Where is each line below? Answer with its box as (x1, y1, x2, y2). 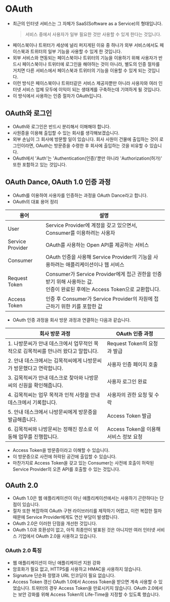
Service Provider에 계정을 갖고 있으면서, (45, 222, 138, 229)
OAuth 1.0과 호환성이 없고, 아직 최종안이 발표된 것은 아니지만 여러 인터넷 (12, 527, 156, 533)
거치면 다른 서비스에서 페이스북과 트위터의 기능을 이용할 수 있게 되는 (12, 67, 147, 74)
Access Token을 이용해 (107, 426, 161, 433)
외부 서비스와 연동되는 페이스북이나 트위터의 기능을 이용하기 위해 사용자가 (12, 54, 158, 61)
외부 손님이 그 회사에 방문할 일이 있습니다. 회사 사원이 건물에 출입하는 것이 (12, 136, 158, 142)
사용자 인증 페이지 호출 (107, 361, 158, 368)
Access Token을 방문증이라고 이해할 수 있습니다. (12, 447, 110, 453)
